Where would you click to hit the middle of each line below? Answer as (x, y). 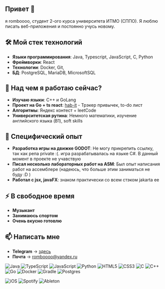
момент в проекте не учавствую (47, 159)
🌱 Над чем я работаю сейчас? (53, 88)
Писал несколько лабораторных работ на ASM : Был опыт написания (86, 164)
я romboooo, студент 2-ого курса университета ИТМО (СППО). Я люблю (82, 21)
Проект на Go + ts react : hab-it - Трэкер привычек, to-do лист (77, 105)
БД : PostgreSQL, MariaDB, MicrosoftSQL (54, 73)
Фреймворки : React (33, 62)
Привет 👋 (20, 9)
